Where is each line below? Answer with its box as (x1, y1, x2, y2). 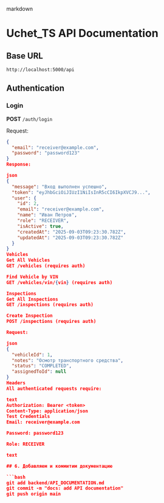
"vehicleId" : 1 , (12, 352, 53, 358)
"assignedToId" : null (12, 369, 67, 375)
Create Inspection (6, 313, 53, 319)
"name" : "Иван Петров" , (17, 212, 78, 218)
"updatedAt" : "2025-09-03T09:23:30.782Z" (17, 234, 123, 241)
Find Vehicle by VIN (6, 274, 59, 280)
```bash (6, 474, 26, 480)
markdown (6, 5, 33, 12)
